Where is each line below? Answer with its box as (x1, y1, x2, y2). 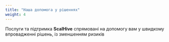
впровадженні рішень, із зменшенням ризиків (5, 31, 105, 37)
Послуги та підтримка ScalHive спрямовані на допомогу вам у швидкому (5, 25, 164, 31)
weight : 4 (5, 12, 26, 17)
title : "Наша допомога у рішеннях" (5, 7, 80, 12)
